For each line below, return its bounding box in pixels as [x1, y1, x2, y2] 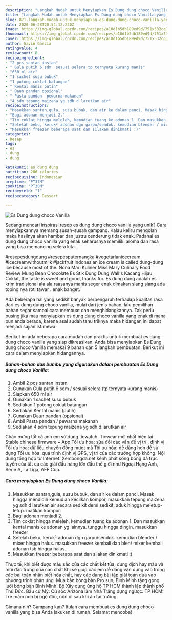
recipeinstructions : [5, 103, 50, 108]
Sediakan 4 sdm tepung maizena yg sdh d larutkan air [12, 423, 126, 430]
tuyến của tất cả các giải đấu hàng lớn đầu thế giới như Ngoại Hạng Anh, [5, 460, 159, 467]
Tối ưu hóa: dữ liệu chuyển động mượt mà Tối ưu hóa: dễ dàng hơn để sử [5, 444, 159, 451]
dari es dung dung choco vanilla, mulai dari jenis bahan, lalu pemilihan [5, 301, 154, 308]
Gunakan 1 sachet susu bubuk [12, 396, 76, 402]
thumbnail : [5, 31, 29, 36]
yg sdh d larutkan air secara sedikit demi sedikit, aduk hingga [12, 501, 142, 508]
